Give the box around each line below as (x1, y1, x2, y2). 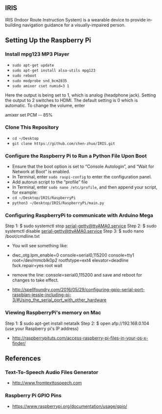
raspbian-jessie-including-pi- (12, 292, 72, 298)
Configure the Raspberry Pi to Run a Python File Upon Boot (5, 152, 147, 159)
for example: (12, 190, 38, 196)
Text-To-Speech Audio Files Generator (5, 369, 99, 375)
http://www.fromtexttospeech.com (12, 380, 82, 386)
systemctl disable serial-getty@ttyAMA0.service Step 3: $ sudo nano (5, 228, 144, 234)
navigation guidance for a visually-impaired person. (22, 22, 126, 28)
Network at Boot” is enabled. (12, 169, 70, 175)
